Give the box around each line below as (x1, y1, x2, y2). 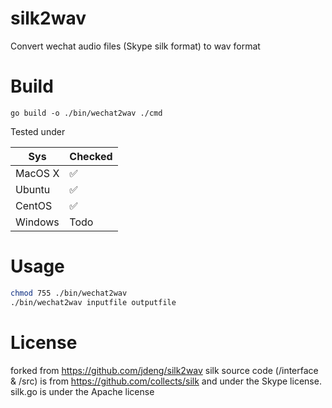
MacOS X (15, 166, 60, 180)
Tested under (10, 125, 66, 137)
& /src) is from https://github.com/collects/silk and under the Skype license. (10, 375, 322, 387)
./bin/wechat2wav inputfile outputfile (10, 297, 177, 307)
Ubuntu (15, 182, 51, 196)
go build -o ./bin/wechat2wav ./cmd (10, 108, 163, 118)
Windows (15, 215, 60, 229)
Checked (69, 149, 113, 163)
